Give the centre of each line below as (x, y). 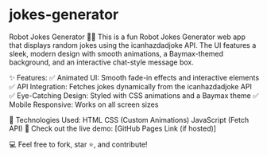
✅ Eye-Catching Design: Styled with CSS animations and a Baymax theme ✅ (134, 95)
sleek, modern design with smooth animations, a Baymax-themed (116, 53)
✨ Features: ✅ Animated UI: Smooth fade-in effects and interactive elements (134, 77)
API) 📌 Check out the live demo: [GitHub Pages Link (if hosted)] (113, 128)
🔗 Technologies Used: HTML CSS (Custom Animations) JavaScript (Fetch (129, 120)
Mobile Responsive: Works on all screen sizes (84, 104)
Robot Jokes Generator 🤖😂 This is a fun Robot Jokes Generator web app (127, 37)
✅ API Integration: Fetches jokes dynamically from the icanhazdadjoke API (131, 86)
